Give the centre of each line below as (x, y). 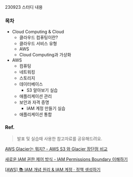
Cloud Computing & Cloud (38, 32)
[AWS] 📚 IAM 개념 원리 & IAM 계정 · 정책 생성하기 (53, 169)
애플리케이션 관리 (36, 97)
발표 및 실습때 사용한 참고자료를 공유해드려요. (59, 138)
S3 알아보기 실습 (42, 90)
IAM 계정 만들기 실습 (46, 109)
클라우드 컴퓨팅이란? (38, 37)
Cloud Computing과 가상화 (45, 55)
